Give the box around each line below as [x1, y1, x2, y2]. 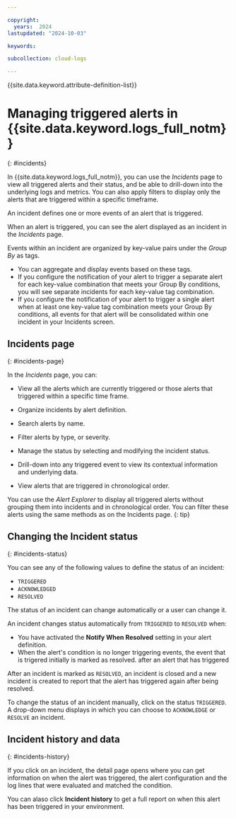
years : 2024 [13, 23, 52, 30]
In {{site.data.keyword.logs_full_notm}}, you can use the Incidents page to [7, 173, 223, 181]
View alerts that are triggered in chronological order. [17, 481, 170, 490]
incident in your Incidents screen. [17, 317, 115, 326]
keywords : [7, 42, 37, 49]
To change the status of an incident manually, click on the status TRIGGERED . [7, 698, 227, 706]
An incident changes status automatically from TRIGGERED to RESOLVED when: [7, 619, 228, 628]
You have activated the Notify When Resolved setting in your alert [17, 633, 212, 641]
